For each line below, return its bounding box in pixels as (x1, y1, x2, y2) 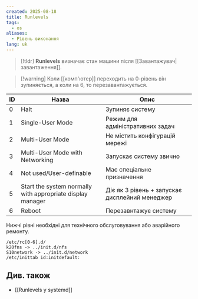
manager (21, 197, 46, 205)
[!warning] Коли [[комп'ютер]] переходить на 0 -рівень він (20, 75, 166, 82)
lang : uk (6, 42, 28, 48)
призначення (105, 173, 143, 181)
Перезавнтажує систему (105, 206, 177, 214)
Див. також (6, 271, 51, 281)
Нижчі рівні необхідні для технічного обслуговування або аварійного (6, 221, 180, 229)
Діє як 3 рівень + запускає (105, 186, 182, 194)
